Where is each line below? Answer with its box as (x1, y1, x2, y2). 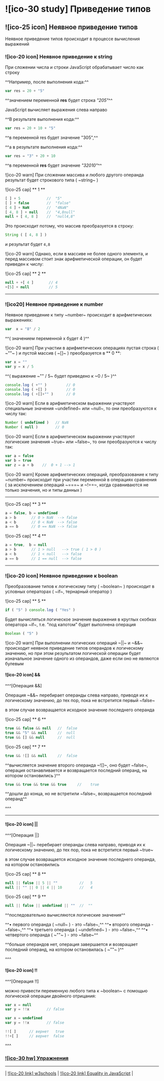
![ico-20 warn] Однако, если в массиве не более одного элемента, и (5, 251, 148, 257)
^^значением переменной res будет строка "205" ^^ (5, 97, 113, 103)
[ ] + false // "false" (5, 201, 71, 205)
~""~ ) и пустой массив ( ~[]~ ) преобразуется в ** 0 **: (5, 350, 122, 356)
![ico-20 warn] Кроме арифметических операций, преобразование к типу (5, 471, 159, 477)
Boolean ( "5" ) (5, 631, 38, 636)
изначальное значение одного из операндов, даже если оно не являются (5, 655, 159, 661)
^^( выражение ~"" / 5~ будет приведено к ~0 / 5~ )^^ (5, 373, 117, 379)
